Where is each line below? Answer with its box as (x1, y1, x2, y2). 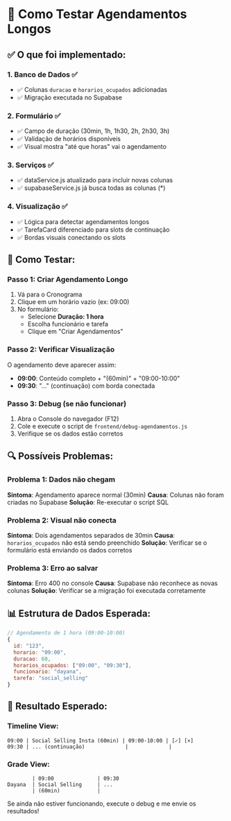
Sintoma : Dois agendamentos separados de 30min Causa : (7, 532, 176, 540)
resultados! (7, 807, 40, 815)
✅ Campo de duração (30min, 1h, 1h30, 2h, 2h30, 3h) (17, 127, 170, 135)
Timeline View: (7, 722, 59, 731)
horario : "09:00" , (13, 648, 67, 656)
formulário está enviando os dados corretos (7, 546, 132, 555)
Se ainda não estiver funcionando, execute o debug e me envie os (7, 799, 196, 808)
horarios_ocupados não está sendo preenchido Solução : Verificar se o (7, 539, 207, 547)
